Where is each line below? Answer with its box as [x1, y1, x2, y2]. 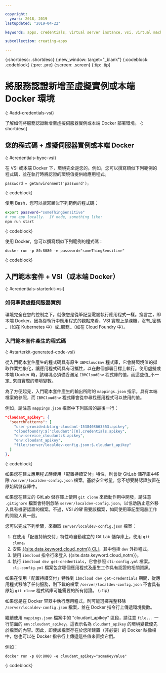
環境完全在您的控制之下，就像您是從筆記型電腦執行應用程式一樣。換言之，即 [5, 311, 161, 317]
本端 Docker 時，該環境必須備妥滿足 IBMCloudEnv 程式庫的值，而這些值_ [5, 371, 151, 377]
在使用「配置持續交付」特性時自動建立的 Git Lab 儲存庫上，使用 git [12, 533, 150, 539]
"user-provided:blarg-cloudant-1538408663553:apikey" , [14, 424, 129, 429]
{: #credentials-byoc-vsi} [5, 155, 57, 161]
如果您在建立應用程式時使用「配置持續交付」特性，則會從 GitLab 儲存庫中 [5, 471, 155, 477]
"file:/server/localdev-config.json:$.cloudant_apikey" [14, 443, 132, 448]
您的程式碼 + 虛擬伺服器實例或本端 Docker [5, 141, 134, 150]
